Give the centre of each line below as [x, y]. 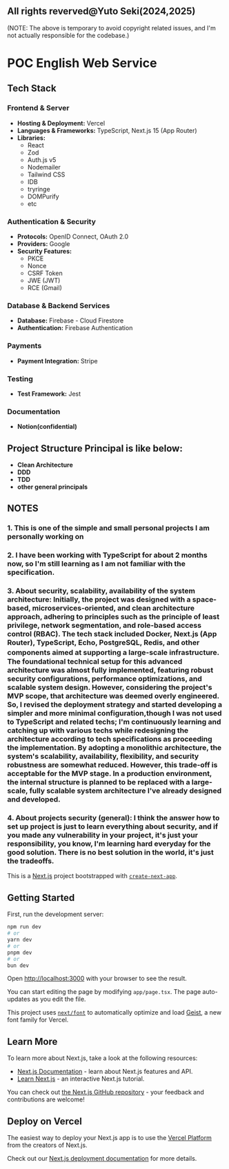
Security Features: [44, 251]
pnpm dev [20, 953]
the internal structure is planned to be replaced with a [99, 782]
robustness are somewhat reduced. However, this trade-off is [112, 765]
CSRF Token [45, 273]
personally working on [46, 537]
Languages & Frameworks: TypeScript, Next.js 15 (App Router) [107, 130]
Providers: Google [43, 243]
